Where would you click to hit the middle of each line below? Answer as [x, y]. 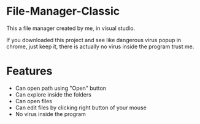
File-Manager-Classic [63, 11]
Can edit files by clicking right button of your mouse [81, 108]
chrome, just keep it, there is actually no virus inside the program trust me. [100, 46]
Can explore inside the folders [53, 94]
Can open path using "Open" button [60, 88]
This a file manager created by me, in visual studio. [71, 28]
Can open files [33, 101]
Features [29, 71]
